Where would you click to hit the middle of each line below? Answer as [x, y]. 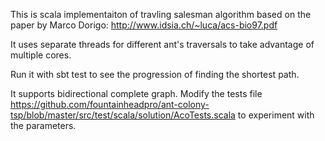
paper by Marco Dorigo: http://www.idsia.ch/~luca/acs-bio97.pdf [144, 25]
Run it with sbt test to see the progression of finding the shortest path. [155, 74]
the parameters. [43, 125]
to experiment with [276, 115]
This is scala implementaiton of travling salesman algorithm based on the [161, 14]
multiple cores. [41, 55]
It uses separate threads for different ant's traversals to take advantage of [162, 44]
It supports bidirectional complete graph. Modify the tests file [136, 93]
